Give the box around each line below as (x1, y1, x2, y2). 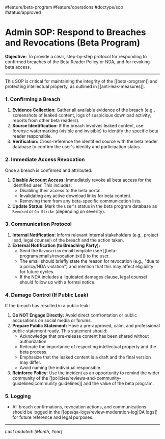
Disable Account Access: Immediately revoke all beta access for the (12, 177, 152, 183)
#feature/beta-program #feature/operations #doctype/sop (5, 4, 124, 10)
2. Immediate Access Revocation (5, 156, 85, 163)
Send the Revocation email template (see (19, 247, 102, 253)
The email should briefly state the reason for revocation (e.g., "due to (19, 258, 160, 264)
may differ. (19, 359, 42, 365)
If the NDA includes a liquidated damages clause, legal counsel (19, 274, 147, 279)
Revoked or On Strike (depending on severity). (12, 208, 106, 214)
